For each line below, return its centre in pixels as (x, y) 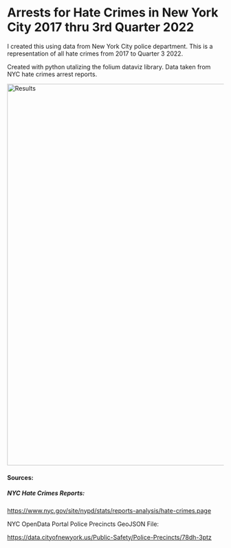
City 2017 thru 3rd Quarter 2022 (101, 27)
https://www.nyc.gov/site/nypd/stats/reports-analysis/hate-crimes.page (109, 510)
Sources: (20, 477)
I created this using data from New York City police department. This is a (110, 46)
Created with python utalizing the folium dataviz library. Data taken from (109, 67)
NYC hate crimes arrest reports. (52, 74)
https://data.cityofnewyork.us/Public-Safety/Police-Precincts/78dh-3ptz (109, 537)
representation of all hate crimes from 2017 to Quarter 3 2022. (95, 54)
